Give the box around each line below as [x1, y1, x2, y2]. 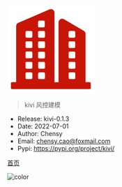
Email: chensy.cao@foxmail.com [17, 137, 111, 145]
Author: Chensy [17, 130, 63, 137]
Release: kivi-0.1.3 [17, 114, 70, 123]
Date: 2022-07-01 [17, 122, 69, 130]
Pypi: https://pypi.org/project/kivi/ [17, 144, 115, 152]
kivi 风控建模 [24, 100, 61, 109]
